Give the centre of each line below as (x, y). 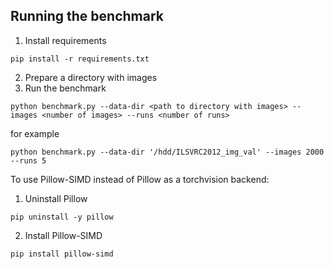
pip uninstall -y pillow (62, 217)
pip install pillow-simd (62, 254)
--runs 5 (28, 160)
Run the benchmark (65, 88)
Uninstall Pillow (56, 198)
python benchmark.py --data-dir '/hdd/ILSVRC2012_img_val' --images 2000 (167, 152)
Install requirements (65, 40)
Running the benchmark (87, 16)
